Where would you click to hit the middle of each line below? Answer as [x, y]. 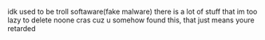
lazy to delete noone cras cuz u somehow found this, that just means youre [131, 20]
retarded [22, 28]
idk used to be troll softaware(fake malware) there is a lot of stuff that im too [132, 12]
